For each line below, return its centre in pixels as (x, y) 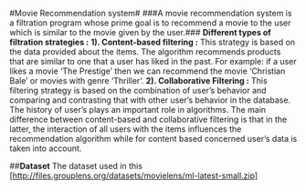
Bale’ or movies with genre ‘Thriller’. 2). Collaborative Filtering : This (138, 80)
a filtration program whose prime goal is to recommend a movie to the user (150, 23)
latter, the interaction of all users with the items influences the (126, 129)
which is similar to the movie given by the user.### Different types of (140, 32)
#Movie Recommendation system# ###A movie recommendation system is (151, 13)
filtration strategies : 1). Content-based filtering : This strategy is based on (152, 42)
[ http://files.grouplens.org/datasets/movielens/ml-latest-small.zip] (134, 175)
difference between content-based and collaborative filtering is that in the (148, 119)
